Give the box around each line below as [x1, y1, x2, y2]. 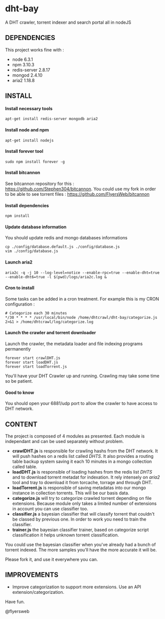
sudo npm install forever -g [5, 159, 65, 164]
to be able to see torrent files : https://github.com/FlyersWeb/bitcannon [5, 191, 150, 197]
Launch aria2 [5, 259, 33, 265]
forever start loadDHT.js [5, 359, 58, 365]
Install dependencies [5, 202, 49, 208]
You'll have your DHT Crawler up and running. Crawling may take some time [5, 373, 160, 379]
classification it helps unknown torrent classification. [12, 532, 119, 538]
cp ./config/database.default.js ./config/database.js [5, 244, 120, 250]
